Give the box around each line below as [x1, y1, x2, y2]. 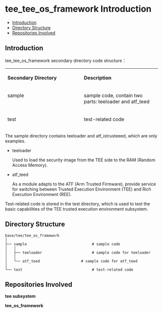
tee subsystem [5, 293, 36, 299]
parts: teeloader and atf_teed [84, 98, 149, 105]
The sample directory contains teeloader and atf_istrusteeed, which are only [5, 133, 158, 138]
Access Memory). [12, 162, 48, 168]
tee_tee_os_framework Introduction [5, 3, 152, 15]
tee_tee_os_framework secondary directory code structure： [5, 58, 127, 63]
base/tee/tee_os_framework [5, 233, 60, 238]
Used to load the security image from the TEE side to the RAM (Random [12, 157, 156, 163]
